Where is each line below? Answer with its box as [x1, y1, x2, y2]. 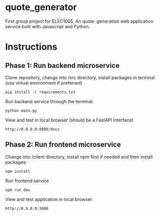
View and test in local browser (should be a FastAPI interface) [5, 117, 134, 123]
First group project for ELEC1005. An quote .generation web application [5, 18, 154, 24]
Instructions [5, 41, 58, 53]
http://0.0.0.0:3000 [5, 206, 49, 211]
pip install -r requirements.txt [5, 90, 76, 95]
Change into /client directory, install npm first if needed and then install [5, 154, 153, 160]
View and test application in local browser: [5, 196, 93, 202]
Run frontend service [5, 178, 49, 184]
